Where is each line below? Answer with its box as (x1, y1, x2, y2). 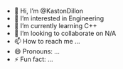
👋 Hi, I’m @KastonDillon (14, 7, 84, 15)
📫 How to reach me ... (14, 37, 80, 45)
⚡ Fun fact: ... (14, 55, 53, 63)
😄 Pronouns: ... (14, 47, 60, 56)
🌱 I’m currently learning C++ (14, 22, 97, 30)
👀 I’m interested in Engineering (14, 14, 105, 23)
